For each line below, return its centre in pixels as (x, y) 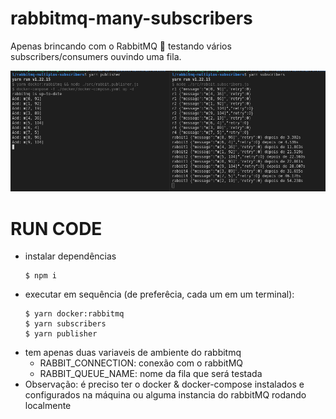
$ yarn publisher (61, 334)
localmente (48, 406)
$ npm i (40, 276)
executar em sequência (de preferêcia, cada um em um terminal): (159, 294)
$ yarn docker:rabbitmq (74, 314)
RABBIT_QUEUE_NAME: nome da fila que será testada (151, 374)
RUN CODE (56, 228)
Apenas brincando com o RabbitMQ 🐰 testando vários (121, 46)
